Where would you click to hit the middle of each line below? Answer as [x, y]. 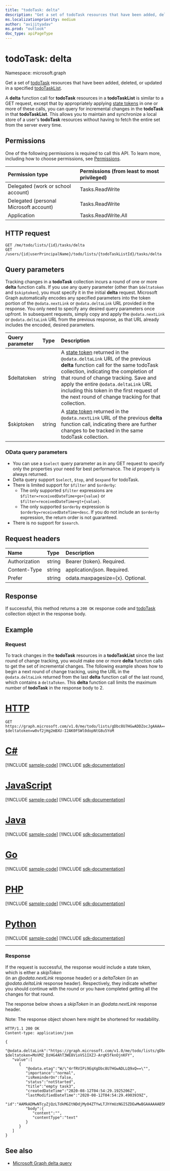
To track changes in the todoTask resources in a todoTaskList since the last [84, 655]
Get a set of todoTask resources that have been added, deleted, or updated [84, 82]
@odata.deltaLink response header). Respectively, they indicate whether [81, 983]
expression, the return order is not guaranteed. [69, 517]
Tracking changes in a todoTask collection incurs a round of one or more [81, 282]
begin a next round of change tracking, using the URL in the [68, 671]
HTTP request [28, 234]
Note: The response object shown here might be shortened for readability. [83, 1019]
